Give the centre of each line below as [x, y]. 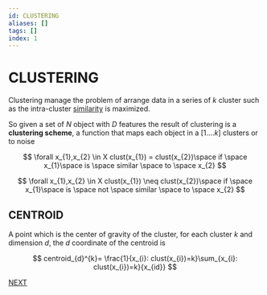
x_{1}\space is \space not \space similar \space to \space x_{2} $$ [135, 190]
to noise [22, 141]
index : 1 [23, 38]
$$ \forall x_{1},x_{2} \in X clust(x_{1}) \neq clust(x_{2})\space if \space [135, 181]
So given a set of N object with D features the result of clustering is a [123, 125]
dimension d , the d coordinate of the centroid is [87, 243]
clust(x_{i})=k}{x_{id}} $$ [135, 267]
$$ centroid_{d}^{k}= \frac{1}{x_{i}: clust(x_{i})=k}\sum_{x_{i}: [135, 258]
